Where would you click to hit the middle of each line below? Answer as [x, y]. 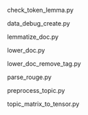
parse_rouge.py [29, 77]
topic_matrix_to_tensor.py [43, 104]
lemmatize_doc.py [33, 37]
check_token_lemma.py [41, 10]
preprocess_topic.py [36, 90]
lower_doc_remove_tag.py [44, 64]
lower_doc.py [26, 50]
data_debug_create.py [38, 23]
